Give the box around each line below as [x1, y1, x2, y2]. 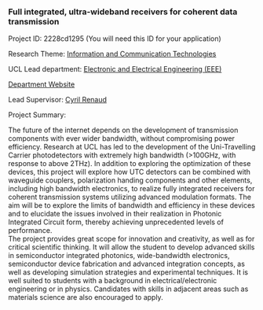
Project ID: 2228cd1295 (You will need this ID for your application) [8, 34, 221, 43]
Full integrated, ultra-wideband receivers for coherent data [8, 6, 238, 17]
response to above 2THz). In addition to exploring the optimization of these [8, 159, 251, 168]
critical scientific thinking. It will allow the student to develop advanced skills [8, 242, 255, 252]
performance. [8, 226, 53, 235]
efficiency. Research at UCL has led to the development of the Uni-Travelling [8, 142, 256, 152]
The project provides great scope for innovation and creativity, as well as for [8, 234, 255, 244]
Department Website [8, 79, 75, 89]
